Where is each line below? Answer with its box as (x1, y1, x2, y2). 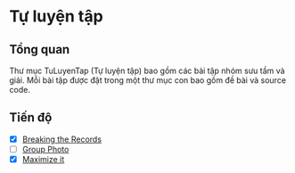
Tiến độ (9, 110, 53, 126)
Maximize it (21, 153, 65, 164)
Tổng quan (9, 42, 70, 57)
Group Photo (21, 144, 70, 154)
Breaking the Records (21, 134, 102, 144)
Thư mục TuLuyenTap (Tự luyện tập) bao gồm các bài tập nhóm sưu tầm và (9, 65, 285, 76)
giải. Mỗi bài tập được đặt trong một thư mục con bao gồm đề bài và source (9, 75, 287, 86)
